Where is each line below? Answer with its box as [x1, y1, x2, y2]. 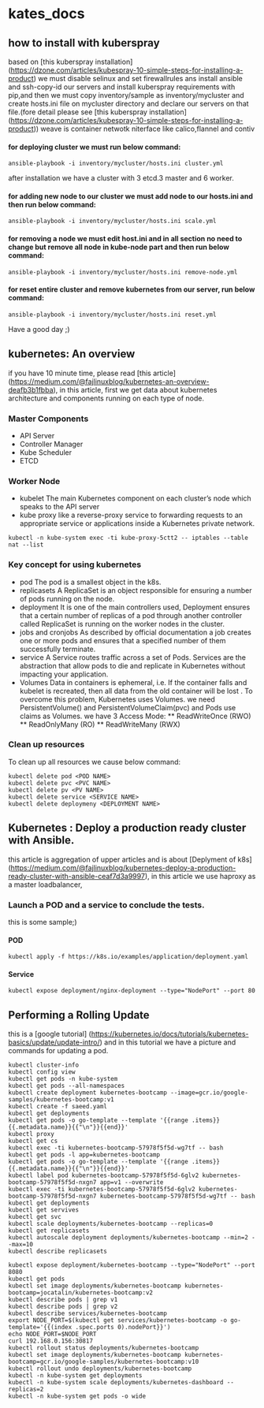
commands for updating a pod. [8, 1046, 109, 1056]
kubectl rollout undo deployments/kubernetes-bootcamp [8, 1365, 192, 1373]
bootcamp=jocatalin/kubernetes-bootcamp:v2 [8, 1289, 154, 1297]
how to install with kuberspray [8, 36, 160, 50]
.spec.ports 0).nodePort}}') [75, 1324, 171, 1332]
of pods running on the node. [19, 594, 115, 603]
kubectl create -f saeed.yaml [8, 1103, 108, 1111]
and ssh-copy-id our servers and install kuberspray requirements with [8, 82, 236, 91]
